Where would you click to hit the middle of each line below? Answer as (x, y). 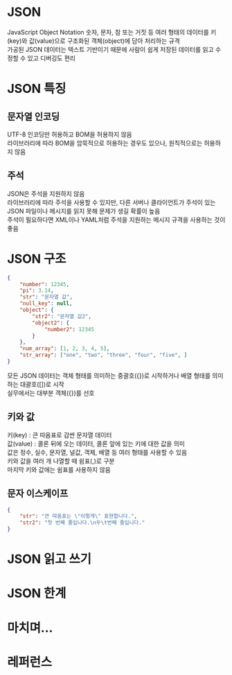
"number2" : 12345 (69, 329)
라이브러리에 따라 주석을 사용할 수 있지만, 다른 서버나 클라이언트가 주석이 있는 (111, 202)
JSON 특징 (37, 89)
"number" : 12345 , (45, 284)
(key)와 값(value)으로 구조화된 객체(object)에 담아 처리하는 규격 (93, 41)
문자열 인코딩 (34, 116)
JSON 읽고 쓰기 (49, 559)
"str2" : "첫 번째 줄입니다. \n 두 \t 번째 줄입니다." (82, 523)
